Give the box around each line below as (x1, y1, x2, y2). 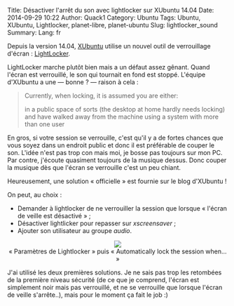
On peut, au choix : (7, 191, 62, 199)
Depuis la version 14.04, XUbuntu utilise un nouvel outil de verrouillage (7, 42, 212, 50)
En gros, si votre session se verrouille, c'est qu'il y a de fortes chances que (7, 133, 223, 142)
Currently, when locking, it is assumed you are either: (24, 91, 179, 100)
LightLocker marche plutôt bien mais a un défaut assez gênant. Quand (7, 63, 210, 71)
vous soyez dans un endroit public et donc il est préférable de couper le (7, 141, 215, 149)
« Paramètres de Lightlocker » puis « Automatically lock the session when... (8, 247, 227, 255)
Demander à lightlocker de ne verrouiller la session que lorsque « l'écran (17, 204, 228, 213)
